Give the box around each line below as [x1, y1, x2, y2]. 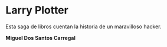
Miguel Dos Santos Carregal [5, 34, 76, 41]
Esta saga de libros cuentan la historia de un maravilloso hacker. [5, 23, 162, 30]
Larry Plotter [5, 4, 68, 17]
